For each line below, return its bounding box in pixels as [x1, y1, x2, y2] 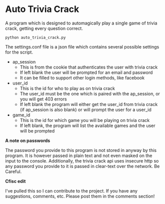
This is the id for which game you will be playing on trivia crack [19, 117, 150, 123]
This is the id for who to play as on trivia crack [19, 85, 115, 91]
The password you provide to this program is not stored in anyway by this [5, 147, 156, 153]
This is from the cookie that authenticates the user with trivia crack [19, 64, 158, 70]
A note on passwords [5, 137, 50, 143]
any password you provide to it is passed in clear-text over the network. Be [5, 163, 160, 169]
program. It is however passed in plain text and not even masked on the [5, 152, 152, 158]
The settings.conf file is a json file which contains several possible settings [5, 43, 159, 49]
